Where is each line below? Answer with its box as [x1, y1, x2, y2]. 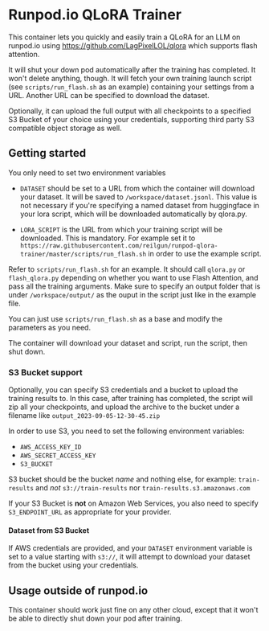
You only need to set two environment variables [8, 167, 166, 178]
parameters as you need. [8, 322, 91, 332]
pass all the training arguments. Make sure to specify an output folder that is [8, 281, 261, 291]
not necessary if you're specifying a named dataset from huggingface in [19, 200, 259, 210]
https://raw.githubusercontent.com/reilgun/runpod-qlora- [19, 241, 218, 250]
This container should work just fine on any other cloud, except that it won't [8, 605, 259, 615]
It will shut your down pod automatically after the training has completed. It [8, 64, 256, 74]
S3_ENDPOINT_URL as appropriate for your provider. [8, 507, 172, 517]
